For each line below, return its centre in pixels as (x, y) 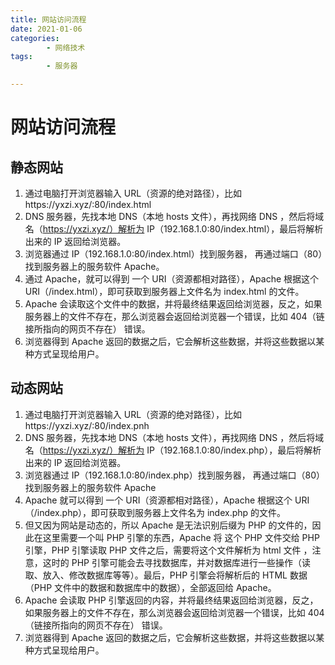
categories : (35, 38)
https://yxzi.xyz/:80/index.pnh (87, 425)
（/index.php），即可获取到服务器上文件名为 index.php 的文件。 (155, 512)
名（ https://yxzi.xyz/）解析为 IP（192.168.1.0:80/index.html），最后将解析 (174, 229)
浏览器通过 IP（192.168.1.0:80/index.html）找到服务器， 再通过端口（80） (173, 254)
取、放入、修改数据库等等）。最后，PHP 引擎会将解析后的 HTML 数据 (166, 575)
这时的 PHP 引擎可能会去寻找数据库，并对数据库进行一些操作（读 (176, 562)
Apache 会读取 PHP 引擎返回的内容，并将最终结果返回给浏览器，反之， (171, 600)
